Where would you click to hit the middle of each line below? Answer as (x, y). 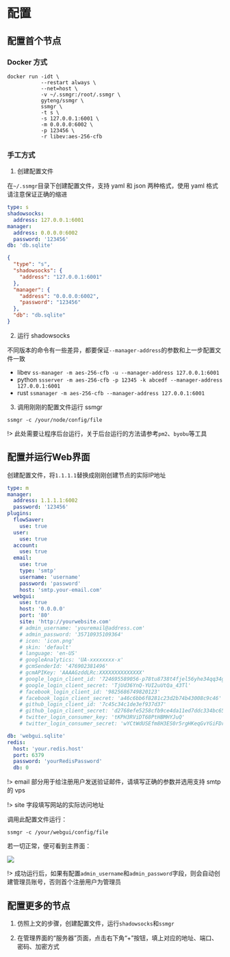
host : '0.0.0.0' (43, 609)
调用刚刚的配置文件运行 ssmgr (60, 407)
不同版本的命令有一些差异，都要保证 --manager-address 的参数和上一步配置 (111, 350)
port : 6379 (29, 755)
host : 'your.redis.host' (49, 749)
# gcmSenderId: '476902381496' (64, 667)
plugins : (20, 514)
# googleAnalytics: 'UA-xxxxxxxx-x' (72, 660)
